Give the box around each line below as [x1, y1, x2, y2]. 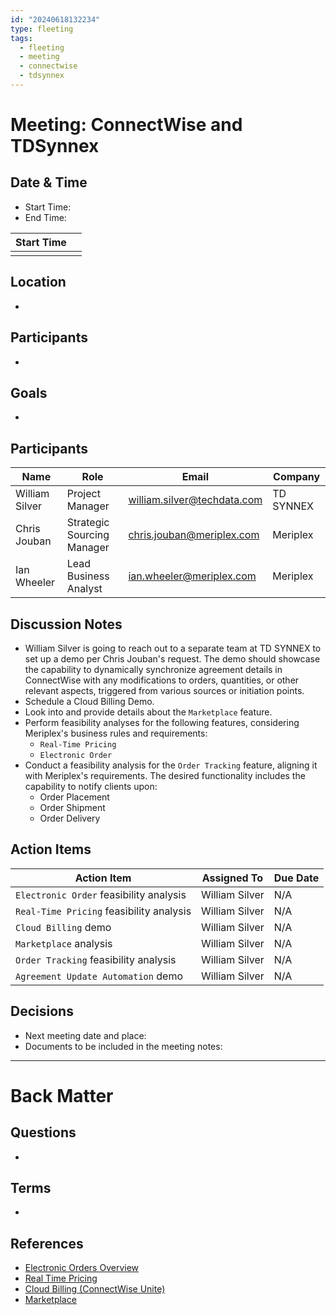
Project [66, 487, 101, 501]
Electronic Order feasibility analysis [15, 887, 187, 901]
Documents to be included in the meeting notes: [24, 1040, 223, 1052]
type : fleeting [10, 24, 74, 34]
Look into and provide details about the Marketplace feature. [24, 706, 273, 718]
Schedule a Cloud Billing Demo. [24, 695, 155, 707]
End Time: [24, 211, 67, 223]
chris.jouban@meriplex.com [128, 528, 260, 542]
